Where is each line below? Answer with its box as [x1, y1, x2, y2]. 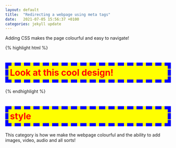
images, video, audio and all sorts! [5, 137, 76, 143]
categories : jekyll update [5, 21, 61, 27]
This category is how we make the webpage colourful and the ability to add [5, 132, 160, 138]
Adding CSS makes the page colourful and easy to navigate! [5, 35, 129, 41]
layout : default [5, 7, 39, 13]
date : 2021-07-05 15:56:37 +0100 [5, 17, 79, 22]
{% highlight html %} [5, 45, 48, 51]
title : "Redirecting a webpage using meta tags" [5, 12, 111, 17]
